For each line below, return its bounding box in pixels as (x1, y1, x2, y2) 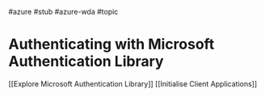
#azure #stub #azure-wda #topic (8, 7, 119, 16)
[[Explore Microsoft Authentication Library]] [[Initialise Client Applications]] (8, 78, 258, 88)
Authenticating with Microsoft (8, 36, 215, 53)
